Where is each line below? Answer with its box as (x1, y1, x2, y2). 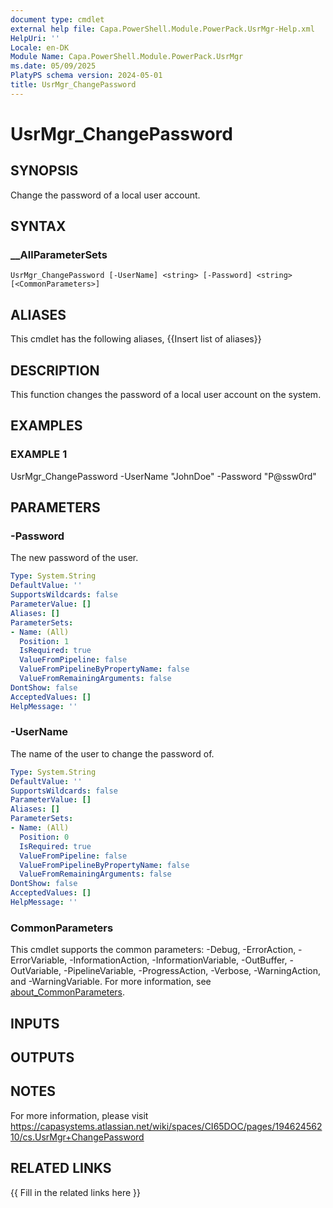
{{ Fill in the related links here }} (10, 1186, 141, 1198)
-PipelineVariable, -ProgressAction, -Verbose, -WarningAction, (63, 965, 322, 977)
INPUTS (10, 1015, 60, 1032)
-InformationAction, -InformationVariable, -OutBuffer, (69, 954, 288, 966)
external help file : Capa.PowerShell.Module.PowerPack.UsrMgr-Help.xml (10, 24, 315, 34)
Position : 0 (19, 832, 70, 842)
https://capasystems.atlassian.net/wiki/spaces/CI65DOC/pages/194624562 (10, 1120, 323, 1132)
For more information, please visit (10, 1109, 149, 1121)
